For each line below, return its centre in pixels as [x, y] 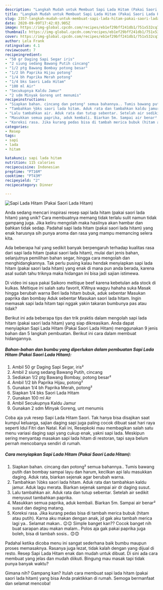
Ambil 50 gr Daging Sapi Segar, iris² [48, 367]
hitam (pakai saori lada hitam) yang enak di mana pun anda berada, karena [80, 268]
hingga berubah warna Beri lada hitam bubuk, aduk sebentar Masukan [75, 293]
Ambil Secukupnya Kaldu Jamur [44, 403]
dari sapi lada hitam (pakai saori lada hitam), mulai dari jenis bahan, [72, 253]
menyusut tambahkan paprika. [42, 497]
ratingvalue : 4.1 [23, 46]
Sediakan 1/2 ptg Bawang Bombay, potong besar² [62, 377]
